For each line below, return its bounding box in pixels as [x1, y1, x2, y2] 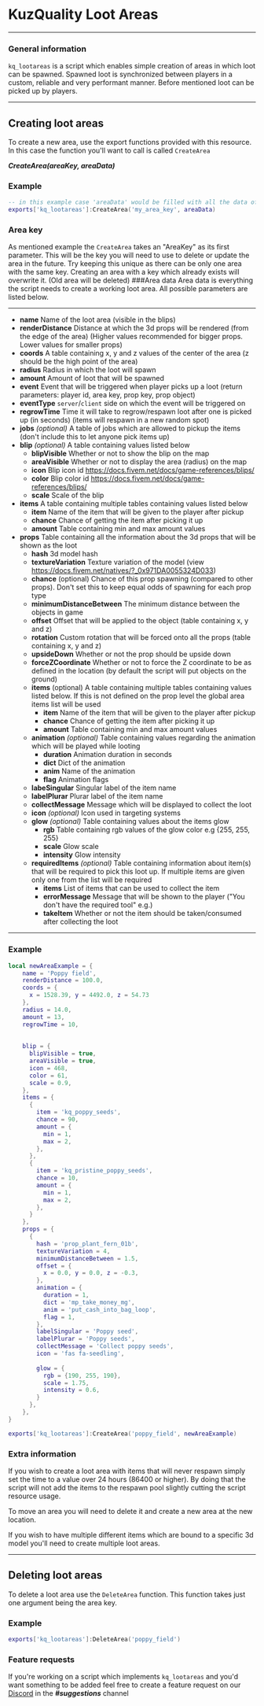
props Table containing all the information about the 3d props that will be [19, 533, 256, 542]
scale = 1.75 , [42, 1379, 90, 1387]
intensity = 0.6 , [42, 1387, 101, 1394]
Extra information [8, 1448, 77, 1459]
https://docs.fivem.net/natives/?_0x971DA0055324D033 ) [31, 566, 216, 575]
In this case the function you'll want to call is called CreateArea [8, 146, 211, 155]
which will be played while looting [31, 741, 141, 751]
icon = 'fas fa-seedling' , [36, 1350, 125, 1358]
